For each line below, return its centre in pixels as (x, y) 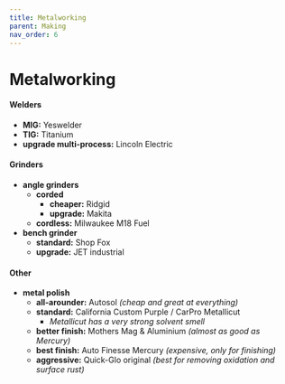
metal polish (46, 293)
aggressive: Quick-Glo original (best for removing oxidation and (155, 360)
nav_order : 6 (34, 34)
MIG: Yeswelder (52, 125)
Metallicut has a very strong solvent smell (127, 322)
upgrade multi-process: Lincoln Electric (97, 144)
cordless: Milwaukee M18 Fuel (93, 223)
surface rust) (60, 370)
